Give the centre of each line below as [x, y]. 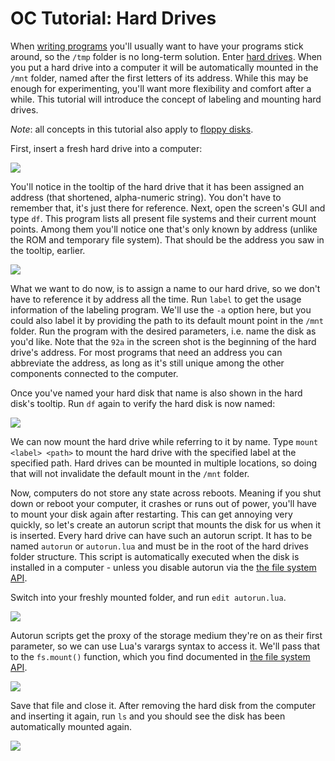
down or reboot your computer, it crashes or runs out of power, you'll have [163, 503]
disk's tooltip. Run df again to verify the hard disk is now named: [143, 403]
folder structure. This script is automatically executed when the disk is [155, 556]
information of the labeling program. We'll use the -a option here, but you [161, 309]
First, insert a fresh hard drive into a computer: [106, 148]
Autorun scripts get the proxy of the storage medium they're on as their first [166, 635]
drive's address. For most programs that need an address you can [146, 352]
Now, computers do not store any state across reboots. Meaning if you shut [166, 493]
